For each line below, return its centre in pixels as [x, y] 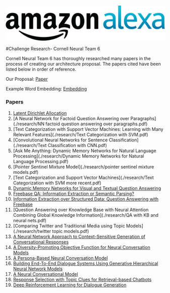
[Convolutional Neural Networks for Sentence [60, 140]
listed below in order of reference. [41, 69]
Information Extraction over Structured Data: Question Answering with [86, 199]
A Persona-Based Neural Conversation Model [60, 258]
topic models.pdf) [71, 231]
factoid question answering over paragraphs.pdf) [97, 124]
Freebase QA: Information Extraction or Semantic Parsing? [73, 193]
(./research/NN [29, 124]
